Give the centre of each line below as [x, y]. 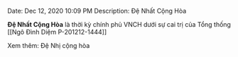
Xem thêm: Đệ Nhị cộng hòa [49, 45]
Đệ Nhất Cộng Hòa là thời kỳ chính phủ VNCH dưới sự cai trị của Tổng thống [119, 24]
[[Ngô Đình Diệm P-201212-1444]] [57, 32]
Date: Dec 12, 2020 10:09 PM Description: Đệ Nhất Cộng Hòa [97, 11]
